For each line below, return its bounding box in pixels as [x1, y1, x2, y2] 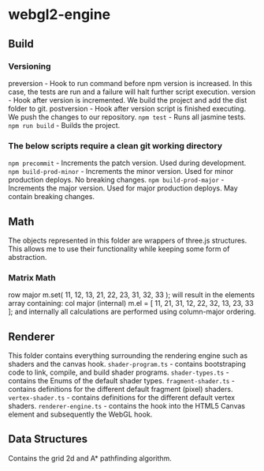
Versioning [8, 61, 51, 72]
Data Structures [8, 432, 88, 446]
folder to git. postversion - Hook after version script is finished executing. [8, 104, 247, 113]
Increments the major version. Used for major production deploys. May [8, 183, 238, 193]
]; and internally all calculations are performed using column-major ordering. [8, 307, 256, 317]
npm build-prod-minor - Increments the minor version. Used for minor [8, 167, 234, 176]
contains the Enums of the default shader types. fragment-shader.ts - [8, 376, 235, 386]
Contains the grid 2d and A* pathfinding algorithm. [8, 453, 172, 463]
